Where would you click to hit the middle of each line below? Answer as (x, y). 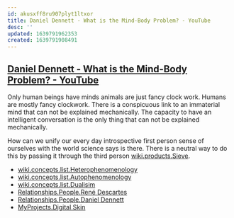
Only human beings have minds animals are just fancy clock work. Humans (117, 97)
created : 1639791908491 (43, 40)
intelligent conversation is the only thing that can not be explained (104, 119)
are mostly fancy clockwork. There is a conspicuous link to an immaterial (114, 104)
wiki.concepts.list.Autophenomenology (74, 177)
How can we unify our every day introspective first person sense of (106, 140)
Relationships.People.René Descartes (72, 192)
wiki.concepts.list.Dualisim (56, 184)
